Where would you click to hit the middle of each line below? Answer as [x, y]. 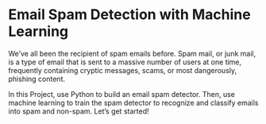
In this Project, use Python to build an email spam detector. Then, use [122, 94]
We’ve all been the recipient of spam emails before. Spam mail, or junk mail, [132, 53]
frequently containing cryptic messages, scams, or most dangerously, [123, 70]
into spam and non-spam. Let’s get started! [79, 111]
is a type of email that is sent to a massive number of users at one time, [125, 62]
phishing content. [37, 79]
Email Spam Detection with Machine [130, 15]
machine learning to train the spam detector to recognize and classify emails [133, 103]
